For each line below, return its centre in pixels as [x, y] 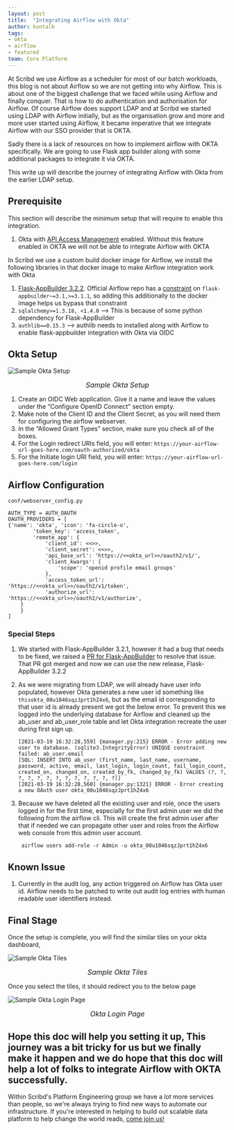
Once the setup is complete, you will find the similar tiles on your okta [107, 937]
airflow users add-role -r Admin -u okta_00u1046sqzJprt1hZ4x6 [115, 846]
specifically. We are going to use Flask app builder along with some [104, 151]
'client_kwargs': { [73, 562]
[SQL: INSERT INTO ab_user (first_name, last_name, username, [110, 760]
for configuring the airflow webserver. [72, 421]
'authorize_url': [70, 592]
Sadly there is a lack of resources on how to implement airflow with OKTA [113, 144]
